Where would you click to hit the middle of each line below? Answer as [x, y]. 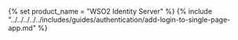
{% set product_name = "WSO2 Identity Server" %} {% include [110, 11]
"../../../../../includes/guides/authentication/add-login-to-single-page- [119, 20]
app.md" [22, 28]
